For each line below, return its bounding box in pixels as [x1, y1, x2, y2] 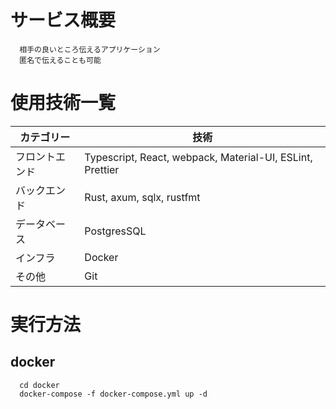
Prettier [84, 162, 120, 176]
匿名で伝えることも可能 [19, 55, 102, 65]
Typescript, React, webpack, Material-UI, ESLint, [84, 150, 313, 164]
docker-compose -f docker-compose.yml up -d [19, 389, 208, 399]
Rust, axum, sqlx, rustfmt [84, 190, 201, 204]
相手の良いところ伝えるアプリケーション [19, 44, 161, 55]
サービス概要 [10, 9, 117, 32]
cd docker [19, 380, 60, 390]
